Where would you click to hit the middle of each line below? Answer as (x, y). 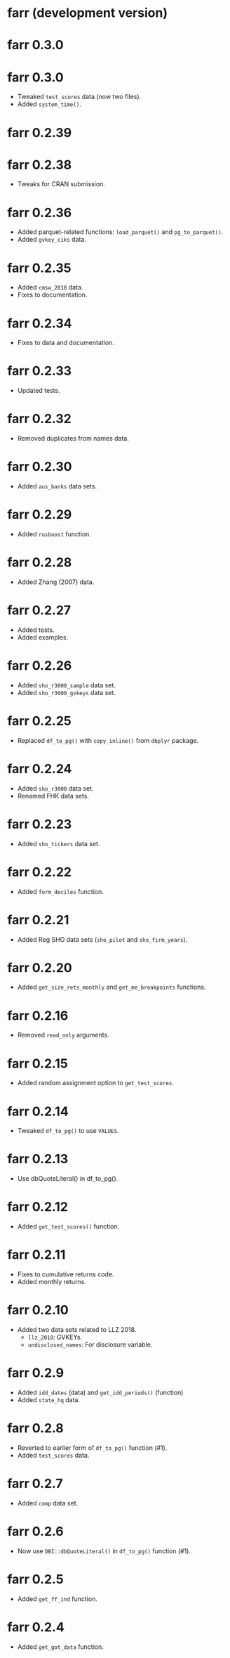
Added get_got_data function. (60, 1647)
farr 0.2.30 (40, 467)
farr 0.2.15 (38, 1063)
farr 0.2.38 (40, 165)
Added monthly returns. (52, 1282)
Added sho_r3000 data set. (55, 788)
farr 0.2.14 (38, 1111)
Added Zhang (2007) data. (56, 582)
